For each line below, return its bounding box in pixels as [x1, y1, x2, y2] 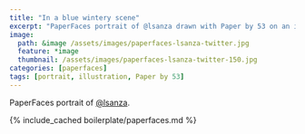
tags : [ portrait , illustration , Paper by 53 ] [9, 72, 184, 81]
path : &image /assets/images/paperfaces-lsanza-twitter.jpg [17, 38, 250, 48]
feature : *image [17, 47, 79, 56]
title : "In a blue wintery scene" [9, 13, 141, 23]
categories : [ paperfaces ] [9, 64, 107, 73]
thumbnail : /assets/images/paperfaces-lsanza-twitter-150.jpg [17, 55, 258, 64]
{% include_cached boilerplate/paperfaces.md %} [9, 114, 197, 125]
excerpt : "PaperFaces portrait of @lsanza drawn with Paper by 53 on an [9, 22, 290, 31]
